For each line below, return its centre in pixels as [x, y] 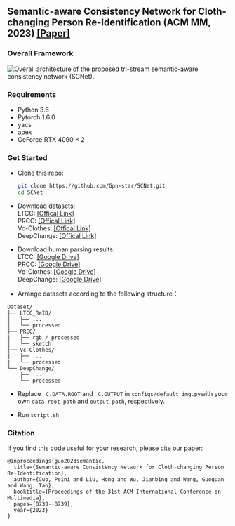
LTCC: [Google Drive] [48, 257]
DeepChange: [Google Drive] [59, 280]
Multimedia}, [26, 498]
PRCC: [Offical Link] [46, 221]
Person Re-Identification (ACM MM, [131, 23]
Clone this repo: [40, 173]
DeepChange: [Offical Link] [57, 236]
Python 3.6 [33, 110]
